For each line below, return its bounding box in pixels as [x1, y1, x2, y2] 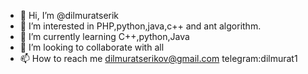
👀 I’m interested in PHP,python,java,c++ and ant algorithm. [19, 20, 262, 32]
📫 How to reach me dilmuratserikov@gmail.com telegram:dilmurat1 [19, 53, 298, 64]
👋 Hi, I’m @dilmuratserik [19, 10, 120, 21]
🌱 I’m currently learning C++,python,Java [19, 31, 190, 42]
